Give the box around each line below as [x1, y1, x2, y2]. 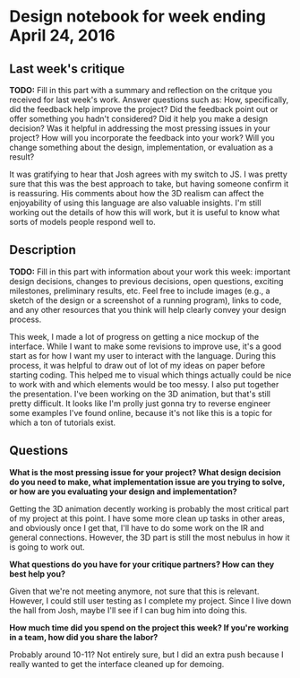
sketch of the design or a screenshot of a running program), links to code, [9, 294, 282, 306]
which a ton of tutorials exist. [9, 417, 116, 428]
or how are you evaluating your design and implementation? [9, 486, 237, 497]
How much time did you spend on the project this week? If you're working [9, 621, 289, 633]
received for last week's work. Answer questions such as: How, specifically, [9, 94, 289, 105]
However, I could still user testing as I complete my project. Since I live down [9, 595, 292, 606]
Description [9, 242, 76, 257]
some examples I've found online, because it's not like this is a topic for [9, 407, 273, 418]
